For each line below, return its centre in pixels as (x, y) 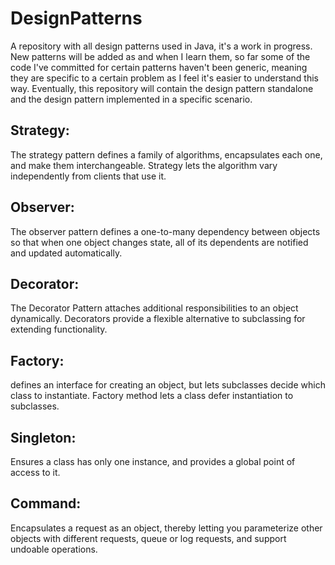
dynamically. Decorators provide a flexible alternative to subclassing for (158, 319)
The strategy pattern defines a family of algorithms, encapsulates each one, (166, 154)
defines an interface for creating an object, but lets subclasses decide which (168, 385)
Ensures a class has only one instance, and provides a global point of (153, 461)
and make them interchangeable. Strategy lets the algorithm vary (144, 165)
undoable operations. (54, 549)
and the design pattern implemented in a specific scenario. (131, 99)
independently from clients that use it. (88, 176)
